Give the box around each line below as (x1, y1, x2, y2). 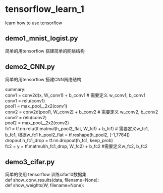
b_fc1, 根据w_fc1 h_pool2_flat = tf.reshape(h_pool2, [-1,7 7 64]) (5, 132, 130, 138)
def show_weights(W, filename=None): (5, 182, 84, 189)
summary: (5, 86, 26, 92)
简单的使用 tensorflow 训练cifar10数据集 (5, 172, 87, 178)
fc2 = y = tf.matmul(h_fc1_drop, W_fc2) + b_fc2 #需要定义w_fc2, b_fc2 (5, 143, 148, 149)
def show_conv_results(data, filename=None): (5, 177, 99, 183)
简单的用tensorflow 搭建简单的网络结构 (5, 48, 85, 54)
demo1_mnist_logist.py (5, 34, 78, 43)
